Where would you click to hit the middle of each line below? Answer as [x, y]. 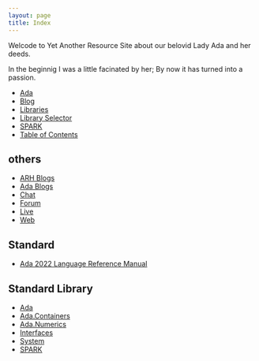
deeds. [19, 54]
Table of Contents [49, 134]
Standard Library [51, 288]
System [32, 341]
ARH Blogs [37, 178]
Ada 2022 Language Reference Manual [83, 264]
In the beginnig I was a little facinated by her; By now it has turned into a [126, 69]
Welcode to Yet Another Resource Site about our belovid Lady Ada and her [129, 45]
